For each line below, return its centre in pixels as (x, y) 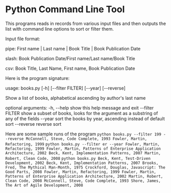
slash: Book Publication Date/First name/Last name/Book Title (70, 58)
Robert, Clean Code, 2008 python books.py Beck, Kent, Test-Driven (78, 158)
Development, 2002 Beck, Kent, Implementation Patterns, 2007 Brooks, (82, 163)
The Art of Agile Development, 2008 (44, 185)
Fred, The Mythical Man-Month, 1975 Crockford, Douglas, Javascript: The (86, 167)
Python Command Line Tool (65, 9)
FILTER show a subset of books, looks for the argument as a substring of (82, 113)
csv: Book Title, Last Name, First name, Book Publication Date (70, 68)
